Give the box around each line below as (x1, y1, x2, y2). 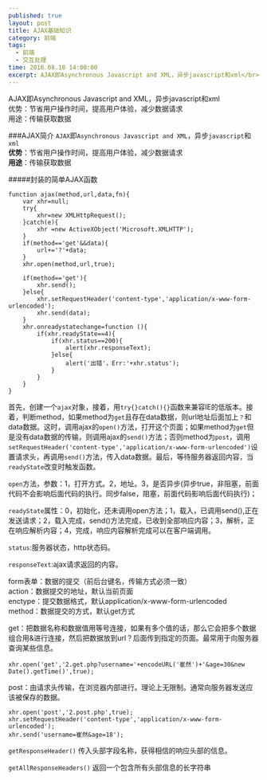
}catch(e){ (22, 218, 59, 226)
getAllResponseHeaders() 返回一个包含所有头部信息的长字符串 (8, 762, 211, 772)
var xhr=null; (22, 197, 69, 206)
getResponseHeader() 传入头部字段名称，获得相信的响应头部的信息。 (8, 746, 232, 755)
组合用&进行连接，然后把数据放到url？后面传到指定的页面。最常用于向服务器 (8, 633, 259, 642)
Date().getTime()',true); (8, 667, 94, 676)
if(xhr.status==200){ (50, 336, 124, 345)
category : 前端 (8, 33, 57, 42)
